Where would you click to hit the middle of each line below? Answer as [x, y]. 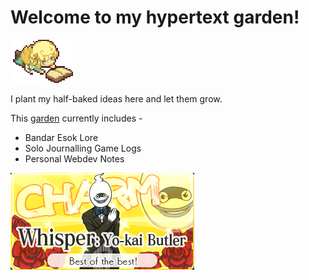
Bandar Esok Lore [61, 137]
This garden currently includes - [76, 118]
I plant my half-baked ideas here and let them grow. [116, 98]
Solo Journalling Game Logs [83, 148]
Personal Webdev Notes [74, 158]
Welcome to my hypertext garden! [155, 17]
